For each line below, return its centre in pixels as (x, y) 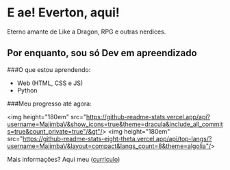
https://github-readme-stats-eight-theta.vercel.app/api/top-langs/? (117, 138)
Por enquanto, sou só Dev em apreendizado (102, 53)
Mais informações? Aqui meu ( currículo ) (64, 159)
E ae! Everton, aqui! (63, 13)
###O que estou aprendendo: (49, 69)
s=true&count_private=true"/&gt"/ (55, 131)
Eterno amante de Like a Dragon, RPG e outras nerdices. (87, 32)
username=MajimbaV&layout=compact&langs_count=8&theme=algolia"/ (109, 146)
